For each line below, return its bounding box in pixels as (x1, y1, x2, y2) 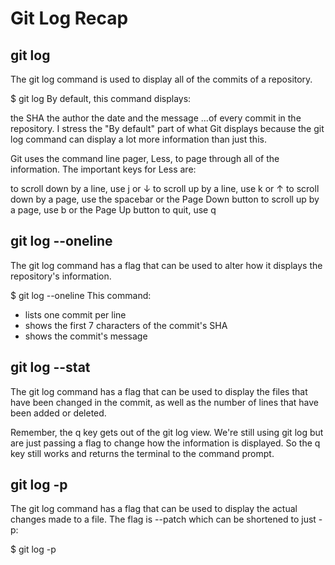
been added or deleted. (10, 407, 107, 419)
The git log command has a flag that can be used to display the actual (10, 503, 298, 515)
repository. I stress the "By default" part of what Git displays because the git (10, 123, 325, 134)
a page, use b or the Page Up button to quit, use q (10, 204, 217, 216)
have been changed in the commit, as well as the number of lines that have (10, 396, 319, 408)
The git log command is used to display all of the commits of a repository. (10, 73, 313, 85)
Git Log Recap (10, 7, 129, 30)
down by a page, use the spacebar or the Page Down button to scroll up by (10, 193, 320, 205)
